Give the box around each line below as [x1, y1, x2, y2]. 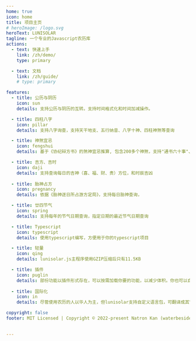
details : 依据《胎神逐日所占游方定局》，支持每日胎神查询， [16, 192, 142, 198]
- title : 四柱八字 [11, 116, 52, 122]
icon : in [16, 294, 38, 300]
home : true [6, 8, 33, 15]
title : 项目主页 [6, 19, 42, 25]
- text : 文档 [11, 68, 41, 74]
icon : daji [16, 164, 43, 170]
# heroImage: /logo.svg [6, 25, 64, 31]
